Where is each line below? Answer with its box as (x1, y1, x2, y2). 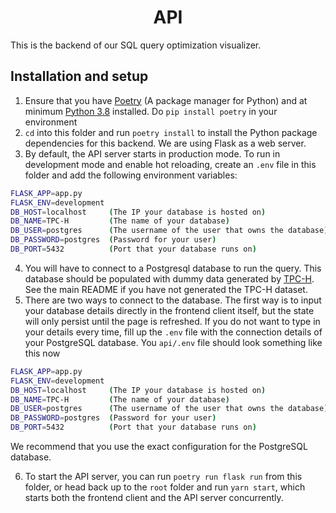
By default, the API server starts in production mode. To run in (24, 147, 281, 160)
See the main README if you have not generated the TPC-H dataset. (24, 283, 308, 295)
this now (24, 347, 61, 359)
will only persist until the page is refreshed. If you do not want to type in (24, 315, 321, 327)
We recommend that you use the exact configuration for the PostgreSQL (10, 441, 308, 452)
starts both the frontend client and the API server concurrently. (24, 492, 284, 503)
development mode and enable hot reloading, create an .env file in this (24, 158, 317, 170)
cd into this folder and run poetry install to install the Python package (24, 126, 318, 138)
